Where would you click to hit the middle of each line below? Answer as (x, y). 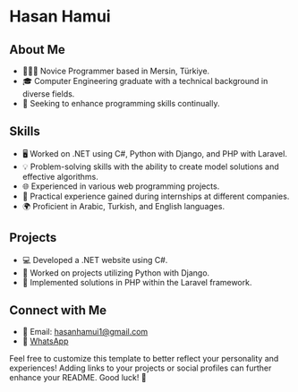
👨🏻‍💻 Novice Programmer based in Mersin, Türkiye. (116, 71)
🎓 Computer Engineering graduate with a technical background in (145, 81)
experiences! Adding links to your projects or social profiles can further (140, 368)
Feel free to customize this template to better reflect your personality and (144, 359)
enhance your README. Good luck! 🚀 (78, 378)
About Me (37, 50)
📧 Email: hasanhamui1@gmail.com (85, 332)
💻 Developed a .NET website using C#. (95, 260)
